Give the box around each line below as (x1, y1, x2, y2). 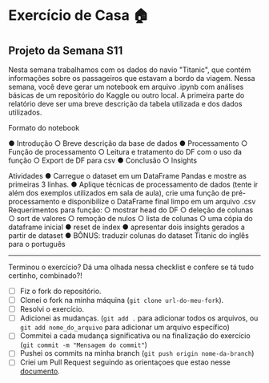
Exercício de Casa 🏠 (8, 6, 150, 25)
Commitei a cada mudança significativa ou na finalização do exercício (19, 331, 251, 341)
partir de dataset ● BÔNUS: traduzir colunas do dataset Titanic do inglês (8, 231, 250, 240)
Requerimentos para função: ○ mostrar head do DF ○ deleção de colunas (8, 205, 254, 215)
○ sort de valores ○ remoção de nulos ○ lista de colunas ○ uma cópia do (8, 214, 254, 223)
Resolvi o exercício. (19, 304, 85, 314)
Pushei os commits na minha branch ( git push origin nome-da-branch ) (19, 349, 255, 358)
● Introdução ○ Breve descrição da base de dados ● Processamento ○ (8, 139, 248, 148)
